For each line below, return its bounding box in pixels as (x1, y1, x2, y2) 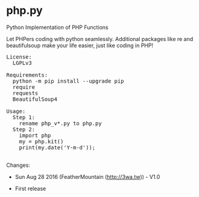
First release (14, 185, 46, 192)
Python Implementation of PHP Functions (6, 24, 109, 31)
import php (19, 132, 51, 139)
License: (6, 53, 32, 60)
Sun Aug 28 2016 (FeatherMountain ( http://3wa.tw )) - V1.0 (14, 173, 160, 180)
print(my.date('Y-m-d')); (19, 144, 96, 151)
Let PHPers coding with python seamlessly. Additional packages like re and (6, 35, 194, 42)
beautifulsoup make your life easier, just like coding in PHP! (6, 42, 154, 49)
